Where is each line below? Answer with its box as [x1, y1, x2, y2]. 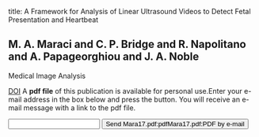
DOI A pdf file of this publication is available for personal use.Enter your [8, 86, 243, 95]
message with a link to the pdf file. [23, 102, 136, 113]
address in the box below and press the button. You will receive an [23, 94, 241, 104]
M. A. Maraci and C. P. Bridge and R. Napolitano [8, 38, 247, 51]
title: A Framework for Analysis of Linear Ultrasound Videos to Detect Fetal [8, 7, 251, 16]
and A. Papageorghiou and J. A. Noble [8, 50, 200, 64]
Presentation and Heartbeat [8, 15, 99, 24]
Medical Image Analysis [8, 71, 86, 80]
